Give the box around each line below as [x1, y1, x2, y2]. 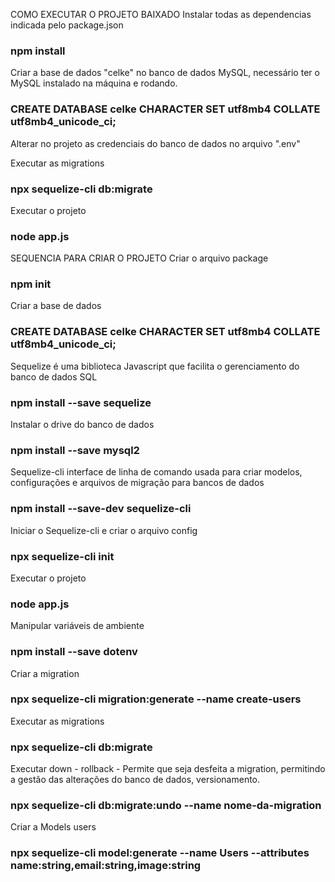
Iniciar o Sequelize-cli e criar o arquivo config [10, 524, 198, 536]
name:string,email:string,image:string [10, 859, 202, 873]
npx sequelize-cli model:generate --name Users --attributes [10, 846, 310, 860]
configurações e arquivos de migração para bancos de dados [10, 477, 265, 489]
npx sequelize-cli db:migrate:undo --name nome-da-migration [10, 799, 322, 813]
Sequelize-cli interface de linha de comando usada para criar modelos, [10, 466, 303, 478]
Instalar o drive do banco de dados [10, 419, 155, 431]
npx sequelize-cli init [10, 549, 115, 563]
